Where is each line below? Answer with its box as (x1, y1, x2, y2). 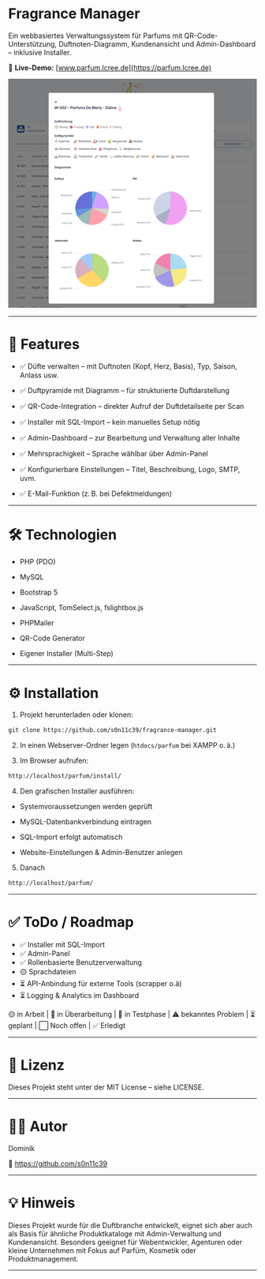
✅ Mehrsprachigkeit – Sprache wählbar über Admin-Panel (19, 448, 208, 458)
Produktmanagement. (8, 1254, 79, 1263)
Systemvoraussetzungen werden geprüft (19, 802, 153, 812)
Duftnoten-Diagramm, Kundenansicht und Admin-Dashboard (58, 39, 256, 48)
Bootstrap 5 (19, 587, 58, 597)
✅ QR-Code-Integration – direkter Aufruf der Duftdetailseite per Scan (19, 401, 244, 411)
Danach (19, 863, 46, 872)
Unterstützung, (8, 39, 58, 48)
